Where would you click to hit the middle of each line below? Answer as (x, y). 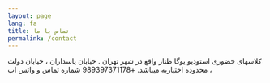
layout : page (30, 16)
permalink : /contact (43, 38)
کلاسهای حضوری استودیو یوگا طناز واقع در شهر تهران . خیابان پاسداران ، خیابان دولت (135, 61)
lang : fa (22, 23)
